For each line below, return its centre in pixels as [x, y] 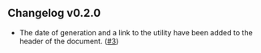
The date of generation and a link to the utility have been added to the [136, 32]
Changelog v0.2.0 [54, 13]
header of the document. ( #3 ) [69, 41]
